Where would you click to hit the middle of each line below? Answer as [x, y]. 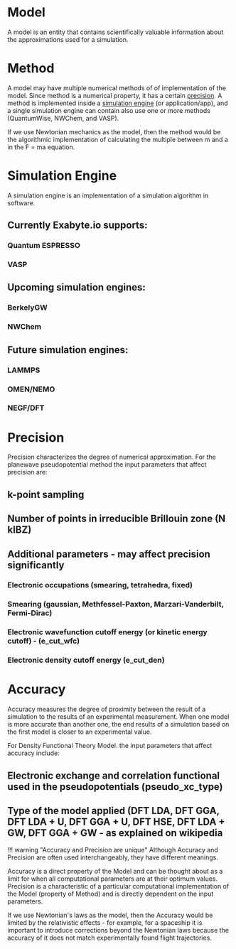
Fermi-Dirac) [30, 613]
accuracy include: [33, 753]
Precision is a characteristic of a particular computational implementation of [118, 886]
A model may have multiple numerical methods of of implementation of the [117, 88]
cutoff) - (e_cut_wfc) [44, 641]
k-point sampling [46, 494]
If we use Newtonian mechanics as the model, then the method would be [114, 131]
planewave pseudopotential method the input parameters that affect [107, 465]
